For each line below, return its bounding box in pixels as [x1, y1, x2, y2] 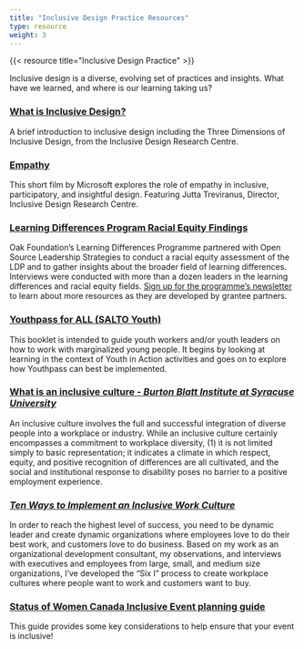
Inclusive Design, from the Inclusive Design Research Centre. [9, 136, 239, 147]
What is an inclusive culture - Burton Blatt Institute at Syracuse [9, 386, 295, 398]
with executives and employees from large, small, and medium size [9, 558, 261, 570]
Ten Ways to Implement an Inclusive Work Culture [9, 499, 236, 511]
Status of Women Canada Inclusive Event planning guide [9, 601, 266, 613]
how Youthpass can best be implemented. [9, 363, 167, 374]
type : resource [9, 22, 67, 31]
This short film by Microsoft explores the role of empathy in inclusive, [9, 179, 269, 190]
